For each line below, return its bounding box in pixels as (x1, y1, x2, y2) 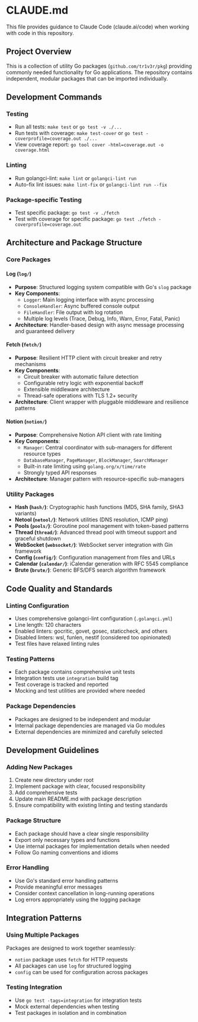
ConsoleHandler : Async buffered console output (23, 302, 140, 309)
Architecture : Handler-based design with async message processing (14, 321, 185, 328)
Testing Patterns (6, 655, 55, 663)
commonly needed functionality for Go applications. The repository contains (6, 69, 193, 76)
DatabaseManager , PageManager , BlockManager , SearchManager (23, 456, 168, 463)
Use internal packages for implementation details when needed (14, 842, 170, 850)
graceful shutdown (14, 535, 61, 542)
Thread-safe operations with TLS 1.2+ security (23, 392, 138, 399)
